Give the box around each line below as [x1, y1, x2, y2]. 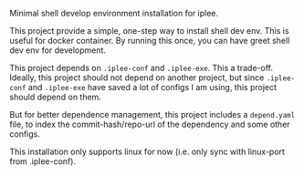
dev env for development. [9, 45, 107, 56]
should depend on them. [9, 91, 102, 102]
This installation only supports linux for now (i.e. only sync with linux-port [9, 146, 286, 157]
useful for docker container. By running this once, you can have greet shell [9, 36, 290, 46]
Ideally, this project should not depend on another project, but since [9, 72, 265, 83]
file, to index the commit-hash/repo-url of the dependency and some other [9, 119, 290, 129]
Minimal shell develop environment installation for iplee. [9, 8, 219, 18]
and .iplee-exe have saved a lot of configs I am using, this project [27, 82, 277, 92]
